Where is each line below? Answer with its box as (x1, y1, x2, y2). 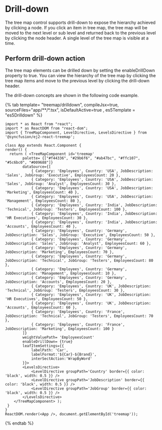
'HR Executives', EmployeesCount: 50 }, (5, 296, 89, 301)
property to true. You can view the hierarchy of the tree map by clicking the (5, 72, 156, 78)
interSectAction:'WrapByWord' (31, 356, 92, 361)
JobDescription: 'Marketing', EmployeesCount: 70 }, (5, 250, 114, 254)
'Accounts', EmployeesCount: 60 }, (5, 305, 77, 310)
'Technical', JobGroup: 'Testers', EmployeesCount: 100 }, (5, 207, 127, 212)
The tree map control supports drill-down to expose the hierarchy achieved (5, 20, 156, 25)
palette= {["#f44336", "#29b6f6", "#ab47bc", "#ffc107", (22, 156, 140, 160)
